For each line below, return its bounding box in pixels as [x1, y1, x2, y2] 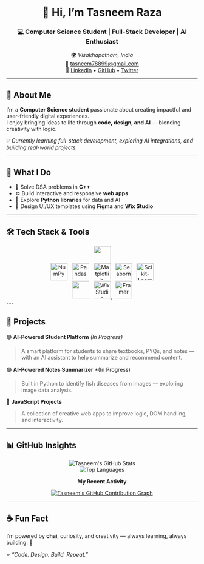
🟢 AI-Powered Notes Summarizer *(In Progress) [6, 366, 131, 373]
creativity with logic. [6, 126, 57, 133]
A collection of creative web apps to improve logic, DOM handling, [21, 409, 187, 417]
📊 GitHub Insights [6, 440, 77, 451]
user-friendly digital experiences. [6, 112, 90, 120]
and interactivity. [21, 416, 64, 423]
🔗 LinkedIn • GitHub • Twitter [66, 67, 138, 74]
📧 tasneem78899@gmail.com [65, 60, 139, 67]
